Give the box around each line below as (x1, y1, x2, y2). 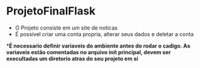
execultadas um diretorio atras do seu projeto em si (6, 55, 138, 62)
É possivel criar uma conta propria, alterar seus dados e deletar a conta (15, 30, 194, 37)
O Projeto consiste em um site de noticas (15, 24, 118, 31)
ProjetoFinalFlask (6, 4, 96, 18)
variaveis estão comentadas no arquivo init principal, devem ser (6, 48, 171, 55)
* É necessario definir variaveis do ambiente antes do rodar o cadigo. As (6, 42, 191, 49)
